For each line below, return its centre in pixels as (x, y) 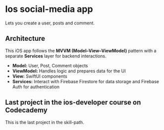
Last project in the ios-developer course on (73, 102)
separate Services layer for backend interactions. (56, 56)
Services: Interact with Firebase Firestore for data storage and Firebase (86, 81)
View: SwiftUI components (40, 76)
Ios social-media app (49, 9)
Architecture (25, 39)
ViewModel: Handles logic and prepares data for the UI (69, 71)
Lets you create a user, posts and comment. (50, 23)
